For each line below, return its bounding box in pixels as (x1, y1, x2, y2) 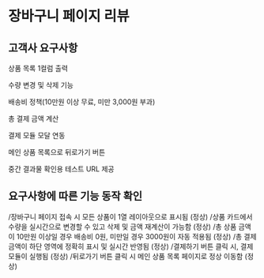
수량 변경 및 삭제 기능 (8, 81, 74, 89)
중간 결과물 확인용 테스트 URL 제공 (8, 164, 115, 174)
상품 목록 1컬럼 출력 (8, 64, 69, 73)
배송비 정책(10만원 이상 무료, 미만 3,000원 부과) (8, 97, 156, 107)
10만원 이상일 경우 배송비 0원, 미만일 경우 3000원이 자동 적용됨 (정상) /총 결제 (16, 231, 257, 241)
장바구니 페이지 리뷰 (8, 7, 130, 25)
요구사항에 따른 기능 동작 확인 (8, 190, 143, 203)
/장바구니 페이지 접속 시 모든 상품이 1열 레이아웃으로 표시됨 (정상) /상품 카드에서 (8, 212, 253, 221)
